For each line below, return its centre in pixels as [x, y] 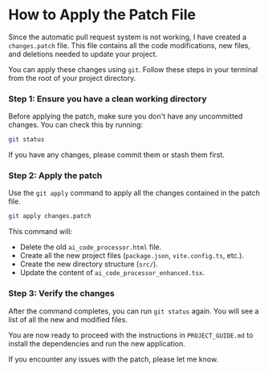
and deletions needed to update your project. [83, 54]
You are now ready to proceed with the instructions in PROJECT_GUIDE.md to [131, 335]
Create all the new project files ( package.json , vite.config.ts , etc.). [132, 256]
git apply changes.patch [50, 216]
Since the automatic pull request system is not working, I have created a [128, 37]
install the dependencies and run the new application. [97, 343]
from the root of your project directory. [72, 78]
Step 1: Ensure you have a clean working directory [108, 99]
